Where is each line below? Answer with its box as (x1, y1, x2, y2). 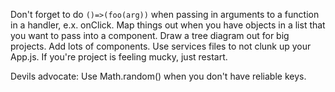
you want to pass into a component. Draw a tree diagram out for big (10, 30, 290, 41)
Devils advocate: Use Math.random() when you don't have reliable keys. (10, 70, 307, 82)
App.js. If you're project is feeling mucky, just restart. (10, 51, 228, 63)
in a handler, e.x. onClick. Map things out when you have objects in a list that (10, 19, 326, 31)
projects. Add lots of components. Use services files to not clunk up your (10, 40, 312, 52)
